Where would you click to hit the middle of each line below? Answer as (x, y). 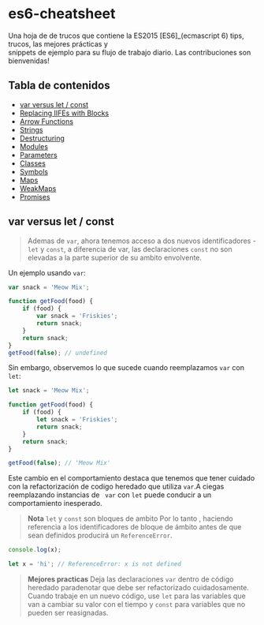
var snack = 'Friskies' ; (77, 316)
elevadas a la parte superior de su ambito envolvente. (115, 257)
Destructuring (42, 138)
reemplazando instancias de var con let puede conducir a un (110, 495)
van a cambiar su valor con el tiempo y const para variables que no (136, 604)
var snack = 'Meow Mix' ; (49, 287)
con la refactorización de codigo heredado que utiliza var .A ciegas (116, 487)
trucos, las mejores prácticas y (58, 43)
